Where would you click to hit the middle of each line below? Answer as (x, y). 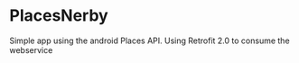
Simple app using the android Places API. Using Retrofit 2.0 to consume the (150, 40)
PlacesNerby (59, 16)
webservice (31, 49)
